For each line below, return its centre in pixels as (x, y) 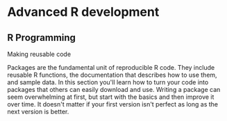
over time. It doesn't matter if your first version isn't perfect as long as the (113, 104)
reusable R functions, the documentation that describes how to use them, (112, 75)
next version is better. (38, 112)
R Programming (42, 38)
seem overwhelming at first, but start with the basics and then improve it (111, 97)
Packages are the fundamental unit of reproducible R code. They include (111, 67)
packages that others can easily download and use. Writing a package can (114, 90)
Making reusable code (39, 54)
